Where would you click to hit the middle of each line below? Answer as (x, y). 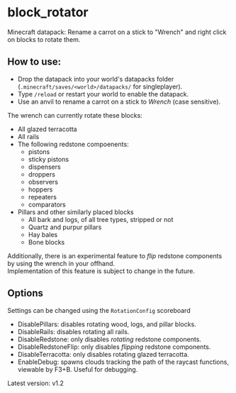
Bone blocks (46, 242)
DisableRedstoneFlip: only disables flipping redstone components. (114, 347)
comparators (47, 204)
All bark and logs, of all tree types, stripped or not (101, 219)
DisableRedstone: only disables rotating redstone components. (109, 339)
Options (26, 293)
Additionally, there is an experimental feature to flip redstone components (115, 255)
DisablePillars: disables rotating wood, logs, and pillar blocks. (107, 324)
